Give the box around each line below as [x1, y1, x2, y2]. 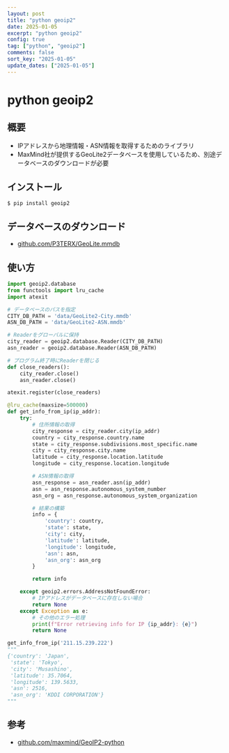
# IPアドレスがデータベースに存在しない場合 [32, 595, 143, 602]
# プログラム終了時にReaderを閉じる [7, 357, 100, 364]
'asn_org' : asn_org [44, 556, 101, 563]
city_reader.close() [19, 370, 79, 377]
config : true [7, 36, 45, 43]
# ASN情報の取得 [32, 473, 74, 480]
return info [32, 576, 68, 583]
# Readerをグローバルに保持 [7, 332, 79, 339]
